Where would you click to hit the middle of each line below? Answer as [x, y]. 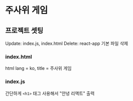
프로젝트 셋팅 [24, 30]
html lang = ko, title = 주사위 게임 [38, 68]
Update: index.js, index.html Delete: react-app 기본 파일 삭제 [67, 43]
